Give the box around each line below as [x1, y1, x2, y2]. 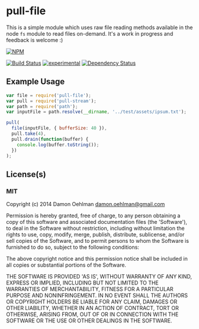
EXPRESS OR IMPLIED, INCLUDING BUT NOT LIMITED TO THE [6, 279, 159, 286]
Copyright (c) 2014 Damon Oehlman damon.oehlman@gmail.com [6, 201, 165, 208]
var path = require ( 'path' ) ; [6, 103, 78, 109]
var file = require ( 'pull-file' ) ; [6, 92, 92, 99]
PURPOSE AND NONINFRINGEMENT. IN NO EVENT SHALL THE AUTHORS [6, 292, 188, 299]
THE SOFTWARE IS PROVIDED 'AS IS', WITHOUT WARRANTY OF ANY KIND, [6, 273, 192, 280]
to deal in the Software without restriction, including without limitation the [6, 224, 185, 232]
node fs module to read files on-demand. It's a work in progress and [6, 30, 174, 37]
